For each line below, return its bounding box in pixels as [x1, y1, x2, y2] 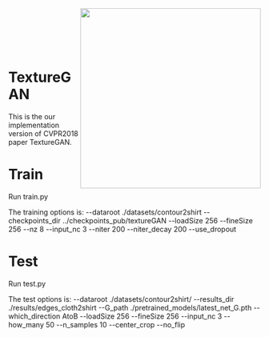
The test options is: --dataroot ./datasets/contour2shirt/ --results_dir [8, 294, 235, 303]
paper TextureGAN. [8, 137, 72, 146]
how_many [8, 319, 44, 329]
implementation [8, 120, 60, 130]
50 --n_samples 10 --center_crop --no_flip [45, 319, 186, 329]
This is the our [8, 111, 56, 121]
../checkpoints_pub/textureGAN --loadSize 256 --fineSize [62, 215, 254, 225]
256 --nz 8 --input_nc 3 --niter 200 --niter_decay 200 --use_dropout [8, 224, 237, 234]
